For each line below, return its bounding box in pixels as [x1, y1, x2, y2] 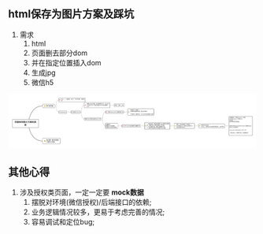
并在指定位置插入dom [31, 58, 102, 67]
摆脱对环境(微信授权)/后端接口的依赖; [31, 197, 152, 206]
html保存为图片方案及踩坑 [8, 7, 135, 21]
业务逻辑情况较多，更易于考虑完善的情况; [31, 207, 165, 217]
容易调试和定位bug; [31, 217, 95, 226]
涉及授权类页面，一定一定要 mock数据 [19, 188, 144, 197]
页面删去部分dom [31, 48, 88, 58]
